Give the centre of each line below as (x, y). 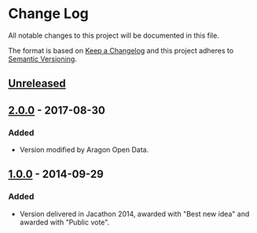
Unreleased (37, 84)
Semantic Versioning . (42, 59)
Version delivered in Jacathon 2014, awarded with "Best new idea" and (134, 213)
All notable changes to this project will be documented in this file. (114, 35)
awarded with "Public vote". (64, 222)
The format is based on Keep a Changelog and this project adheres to (121, 50)
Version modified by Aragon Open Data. (84, 150)
